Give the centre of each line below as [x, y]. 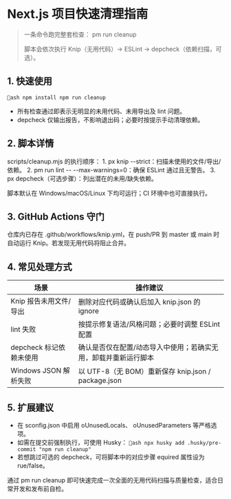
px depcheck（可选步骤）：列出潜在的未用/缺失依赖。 [82, 178]
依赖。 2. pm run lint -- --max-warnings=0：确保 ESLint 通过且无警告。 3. [111, 170]
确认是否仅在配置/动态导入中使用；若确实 [145, 347]
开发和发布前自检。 [40, 489]
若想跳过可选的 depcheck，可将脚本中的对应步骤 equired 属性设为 [111, 457]
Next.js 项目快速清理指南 [78, 14]
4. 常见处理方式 [40, 267]
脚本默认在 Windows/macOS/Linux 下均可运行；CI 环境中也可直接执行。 [109, 193]
